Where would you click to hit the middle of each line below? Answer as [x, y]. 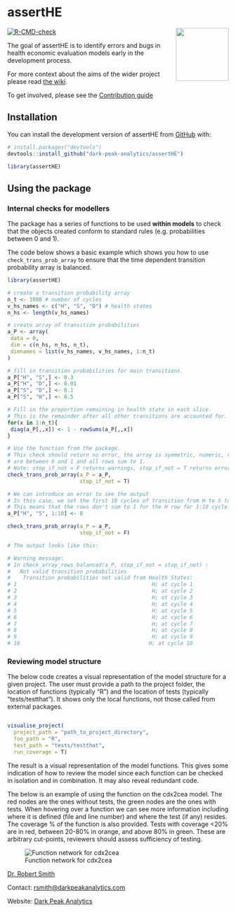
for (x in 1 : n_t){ [33, 423]
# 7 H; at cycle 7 [100, 624]
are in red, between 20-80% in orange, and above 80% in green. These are [117, 831]
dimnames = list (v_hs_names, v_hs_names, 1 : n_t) [83, 351]
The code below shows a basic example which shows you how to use [108, 252]
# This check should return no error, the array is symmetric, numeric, [116, 455]
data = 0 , [25, 339]
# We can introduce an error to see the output [78, 494]
